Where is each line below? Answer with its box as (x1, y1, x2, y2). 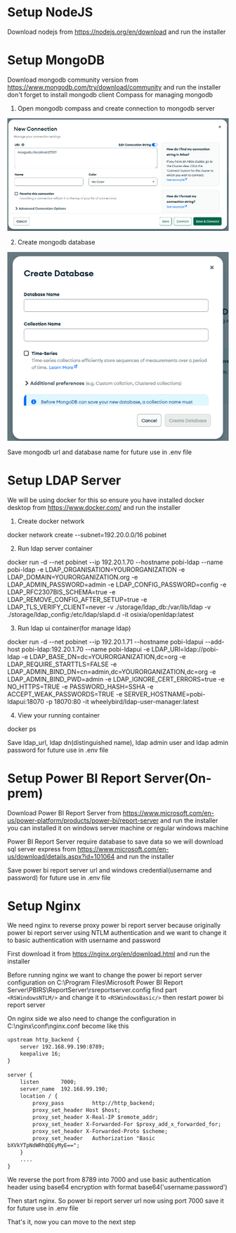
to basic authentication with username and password (7, 936, 161, 944)
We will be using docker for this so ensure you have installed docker (7, 496, 205, 504)
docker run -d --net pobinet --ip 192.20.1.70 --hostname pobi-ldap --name (7, 558, 223, 566)
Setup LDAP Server (7, 472, 122, 488)
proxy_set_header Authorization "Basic (32, 1135, 156, 1142)
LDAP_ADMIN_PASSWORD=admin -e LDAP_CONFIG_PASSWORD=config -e (7, 580, 227, 589)
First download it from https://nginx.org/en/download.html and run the (7, 950, 211, 958)
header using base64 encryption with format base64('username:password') (7, 1183, 228, 1191)
